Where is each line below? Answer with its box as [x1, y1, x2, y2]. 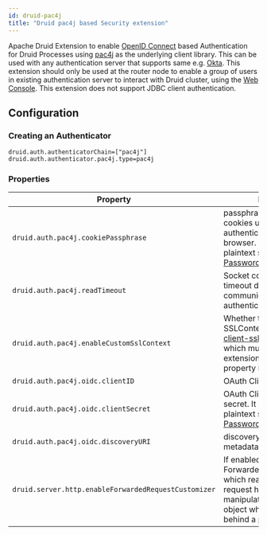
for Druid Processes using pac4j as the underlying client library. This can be [8, 49, 257, 59]
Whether [223, 313, 256, 324]
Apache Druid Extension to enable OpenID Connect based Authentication [8, 41, 248, 50]
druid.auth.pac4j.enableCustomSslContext [12, 339, 172, 348]
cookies [223, 217, 253, 228]
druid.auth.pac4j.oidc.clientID [12, 377, 135, 386]
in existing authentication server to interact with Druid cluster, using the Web [8, 75, 259, 84]
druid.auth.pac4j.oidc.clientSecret [12, 404, 151, 414]
